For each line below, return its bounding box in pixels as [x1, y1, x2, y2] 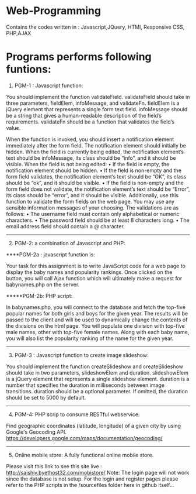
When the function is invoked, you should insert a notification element [6, 136, 174, 143]
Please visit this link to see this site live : [6, 462, 102, 469]
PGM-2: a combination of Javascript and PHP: [14, 239, 125, 246]
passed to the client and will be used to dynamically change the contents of [6, 316, 188, 323]
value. [6, 124, 21, 131]
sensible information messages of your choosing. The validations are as [6, 204, 179, 211]
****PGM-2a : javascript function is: [6, 251, 95, 258]
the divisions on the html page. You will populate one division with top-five [6, 322, 185, 329]
